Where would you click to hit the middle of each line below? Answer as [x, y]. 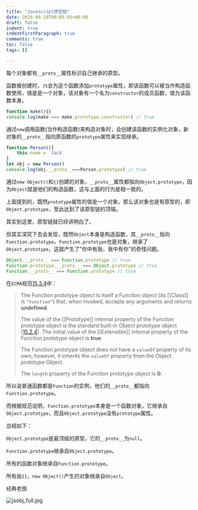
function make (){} [29, 111]
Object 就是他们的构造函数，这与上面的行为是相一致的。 [79, 189]
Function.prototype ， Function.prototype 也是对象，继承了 [77, 241]
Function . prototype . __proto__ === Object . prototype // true [82, 266]
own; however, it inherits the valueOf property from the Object [96, 356]
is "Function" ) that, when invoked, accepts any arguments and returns [106, 301]
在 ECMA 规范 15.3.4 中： [32, 283]
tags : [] [17, 50]
